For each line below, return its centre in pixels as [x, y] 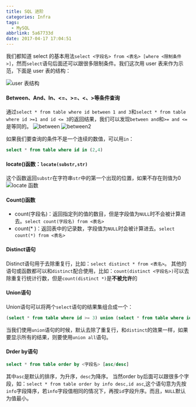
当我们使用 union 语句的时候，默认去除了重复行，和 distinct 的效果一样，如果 [97, 330]
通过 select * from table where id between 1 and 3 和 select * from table [96, 112]
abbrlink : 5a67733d [30, 33]
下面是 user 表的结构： [43, 71]
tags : [13, 22]
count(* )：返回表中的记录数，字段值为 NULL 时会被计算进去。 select [94, 228]
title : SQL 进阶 [25, 11]
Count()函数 [21, 200]
